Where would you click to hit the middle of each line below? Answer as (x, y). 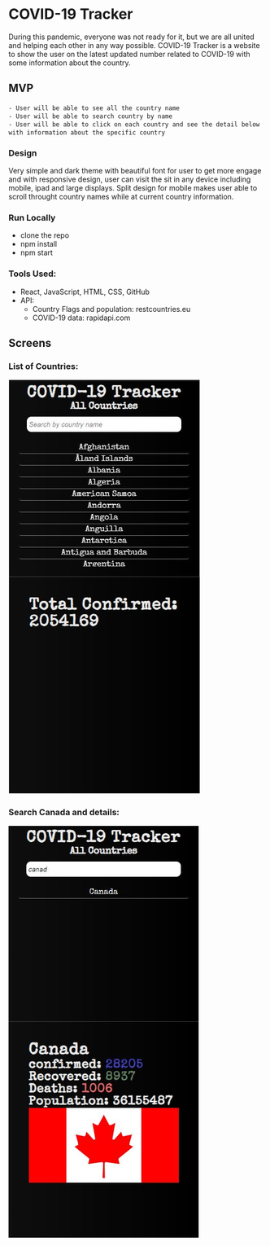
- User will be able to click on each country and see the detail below (134, 124)
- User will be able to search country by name (91, 116)
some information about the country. (70, 63)
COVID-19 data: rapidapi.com (81, 318)
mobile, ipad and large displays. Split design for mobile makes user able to (133, 188)
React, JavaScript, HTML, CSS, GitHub (85, 292)
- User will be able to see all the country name (94, 108)
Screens (30, 343)
